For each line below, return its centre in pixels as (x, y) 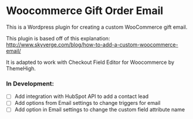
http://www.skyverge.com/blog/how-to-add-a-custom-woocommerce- (92, 45)
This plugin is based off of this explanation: (58, 38)
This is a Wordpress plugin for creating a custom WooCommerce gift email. (97, 27)
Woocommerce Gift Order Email (85, 11)
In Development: (30, 83)
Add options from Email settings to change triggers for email (87, 103)
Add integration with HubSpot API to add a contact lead (82, 96)
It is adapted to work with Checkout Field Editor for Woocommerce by (90, 62)
